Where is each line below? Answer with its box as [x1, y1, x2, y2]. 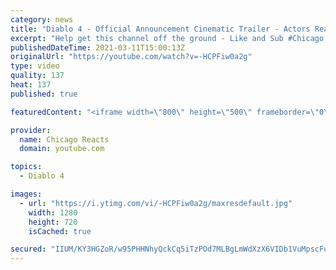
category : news [10, 14, 74, 25]
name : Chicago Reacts [19, 134, 110, 145]
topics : [10, 162, 43, 172]
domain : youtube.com [19, 144, 105, 154]
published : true [10, 89, 78, 99]
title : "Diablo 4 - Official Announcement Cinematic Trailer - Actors [10, 24, 311, 34]
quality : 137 [10, 71, 65, 81]
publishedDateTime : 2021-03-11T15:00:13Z [10, 42, 186, 53]
